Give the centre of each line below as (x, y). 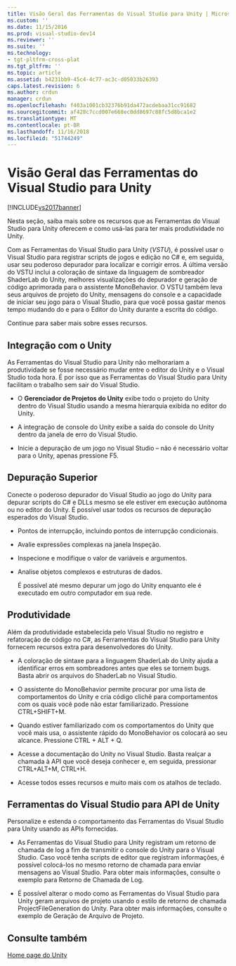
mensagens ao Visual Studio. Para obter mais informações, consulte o (119, 872)
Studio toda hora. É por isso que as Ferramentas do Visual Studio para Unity (117, 377)
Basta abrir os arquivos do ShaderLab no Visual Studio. (97, 675)
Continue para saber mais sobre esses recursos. (78, 323)
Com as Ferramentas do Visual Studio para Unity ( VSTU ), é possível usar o (116, 250)
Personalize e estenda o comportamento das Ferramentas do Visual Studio (116, 822)
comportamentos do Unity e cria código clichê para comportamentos (118, 696)
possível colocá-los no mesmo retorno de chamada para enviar (109, 865)
